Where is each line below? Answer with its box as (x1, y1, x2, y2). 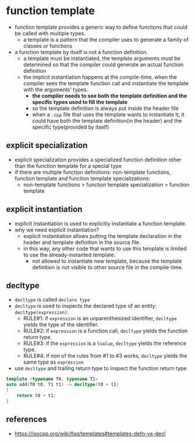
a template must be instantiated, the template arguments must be (23, 55, 181, 62)
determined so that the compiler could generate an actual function (23, 61, 184, 68)
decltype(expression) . (14, 308, 69, 316)
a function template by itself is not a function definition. (14, 48, 148, 55)
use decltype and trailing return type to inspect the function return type (14, 365, 187, 372)
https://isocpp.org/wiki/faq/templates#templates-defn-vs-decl (14, 430, 166, 437)
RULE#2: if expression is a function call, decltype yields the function (23, 327, 188, 334)
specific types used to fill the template (32, 98, 128, 105)
